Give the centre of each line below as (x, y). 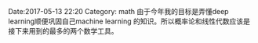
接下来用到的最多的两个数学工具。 (63, 31)
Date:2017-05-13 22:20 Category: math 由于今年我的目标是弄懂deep (118, 11)
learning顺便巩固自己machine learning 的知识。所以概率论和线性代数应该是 (129, 21)
